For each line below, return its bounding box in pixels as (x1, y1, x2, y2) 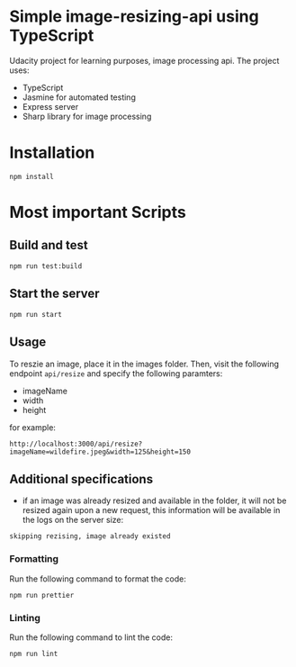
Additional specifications (9, 471, 154, 487)
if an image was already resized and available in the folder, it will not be (22, 495, 287, 506)
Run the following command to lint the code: (9, 632, 174, 643)
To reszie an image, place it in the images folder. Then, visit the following (9, 358, 280, 369)
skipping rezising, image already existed (9, 532, 171, 541)
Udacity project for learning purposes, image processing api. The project (9, 55, 280, 66)
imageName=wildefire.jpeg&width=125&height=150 (9, 447, 192, 456)
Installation (9, 142, 95, 163)
